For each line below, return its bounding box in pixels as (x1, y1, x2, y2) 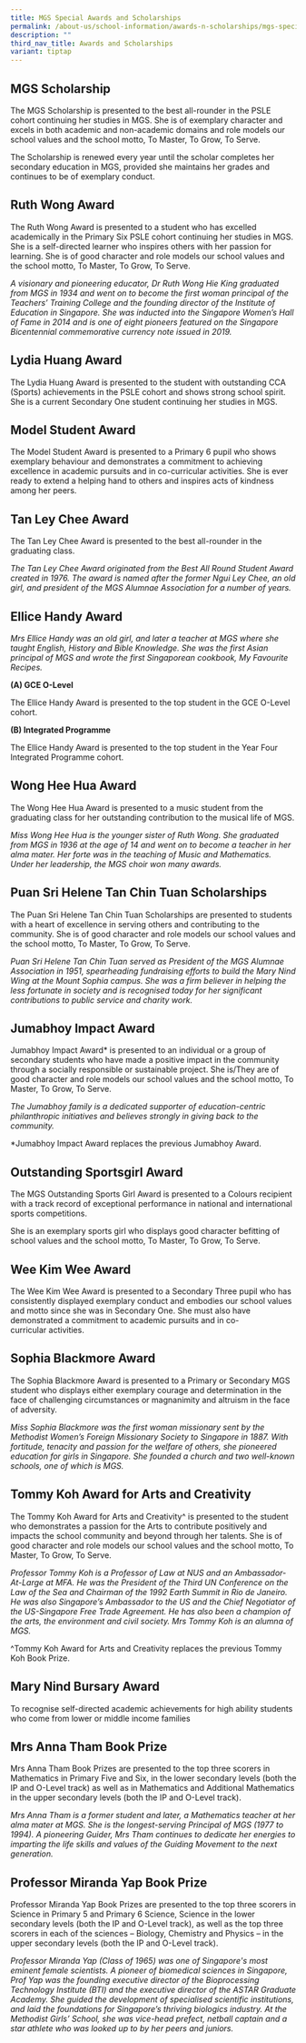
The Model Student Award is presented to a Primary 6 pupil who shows (10, 447, 277, 458)
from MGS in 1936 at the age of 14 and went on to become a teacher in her (10, 839, 291, 850)
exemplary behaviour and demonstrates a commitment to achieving (10, 456, 263, 467)
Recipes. (10, 662, 44, 673)
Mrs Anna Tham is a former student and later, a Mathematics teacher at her (10, 1810, 296, 1821)
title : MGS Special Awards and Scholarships (10, 13, 182, 23)
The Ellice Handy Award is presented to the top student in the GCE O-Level (10, 697, 291, 708)
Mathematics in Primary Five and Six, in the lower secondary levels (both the (10, 1773, 297, 1784)
